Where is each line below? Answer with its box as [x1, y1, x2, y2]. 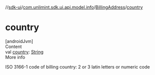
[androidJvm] [5, 38, 34, 44]
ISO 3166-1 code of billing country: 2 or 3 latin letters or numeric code [5, 63, 150, 69]
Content [5, 43, 22, 49]
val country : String [5, 48, 44, 54]
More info [5, 54, 26, 60]
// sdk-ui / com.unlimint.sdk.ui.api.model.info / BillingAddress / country [5, 4, 143, 10]
